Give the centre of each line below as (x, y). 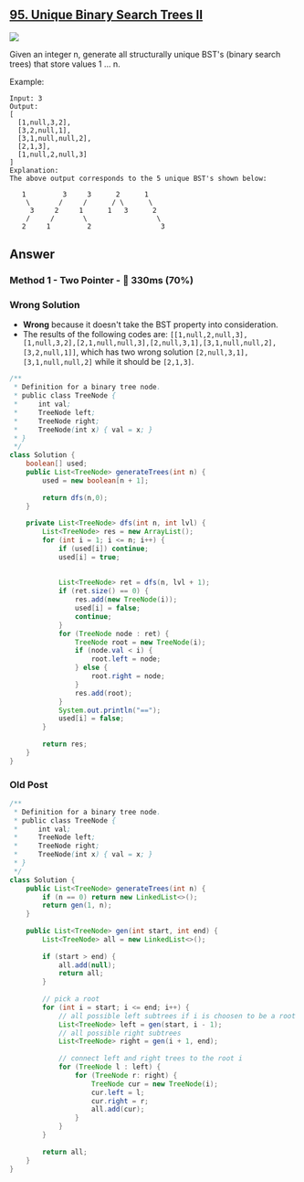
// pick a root (71, 999)
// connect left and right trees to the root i (151, 1059)
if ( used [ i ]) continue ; (103, 548)
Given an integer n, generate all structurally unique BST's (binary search (145, 54)
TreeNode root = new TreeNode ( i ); (140, 642)
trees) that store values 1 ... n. (65, 64)
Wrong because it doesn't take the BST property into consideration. (150, 325)
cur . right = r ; (120, 1101)
